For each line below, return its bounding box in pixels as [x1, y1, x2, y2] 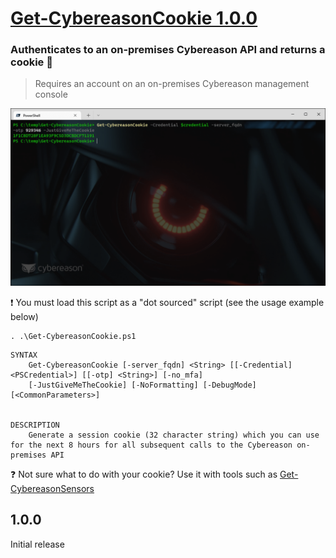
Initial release [10, 538, 65, 550]
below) [10, 310, 39, 322]
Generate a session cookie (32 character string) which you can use [28, 430, 320, 440]
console [34, 88, 68, 101]
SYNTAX [10, 350, 38, 360]
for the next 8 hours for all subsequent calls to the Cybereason [10, 440, 293, 450]
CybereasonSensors [10, 482, 95, 494]
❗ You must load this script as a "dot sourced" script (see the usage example [10, 296, 325, 308]
